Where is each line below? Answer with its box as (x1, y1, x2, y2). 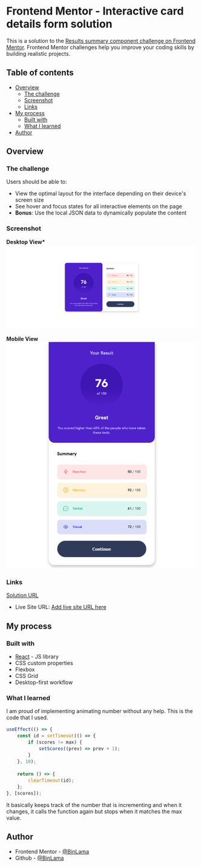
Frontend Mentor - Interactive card (6, 4, 184, 18)
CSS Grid (15, 672, 38, 679)
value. (6, 814, 22, 822)
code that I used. (6, 714, 48, 722)
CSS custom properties (15, 659, 74, 666)
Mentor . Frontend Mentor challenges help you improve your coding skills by (6, 44, 195, 51)
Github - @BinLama (15, 854, 64, 862)
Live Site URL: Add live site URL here (15, 603, 107, 611)
